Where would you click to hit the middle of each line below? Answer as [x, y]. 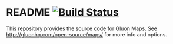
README [28, 12]
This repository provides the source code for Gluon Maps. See [82, 28]
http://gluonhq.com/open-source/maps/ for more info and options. [87, 34]
